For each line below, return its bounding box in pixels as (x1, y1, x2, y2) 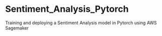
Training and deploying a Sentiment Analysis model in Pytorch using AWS (5, 20, 157, 26)
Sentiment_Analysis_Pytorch (5, 3, 129, 15)
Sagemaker (5, 25, 29, 31)
